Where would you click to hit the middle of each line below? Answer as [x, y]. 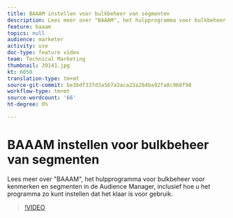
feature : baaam [29, 26]
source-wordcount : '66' [42, 98]
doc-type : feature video [43, 53]
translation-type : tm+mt [43, 78]
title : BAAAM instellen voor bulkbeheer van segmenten [89, 14]
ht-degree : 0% [28, 104]
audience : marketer [36, 40]
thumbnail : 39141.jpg [39, 65]
